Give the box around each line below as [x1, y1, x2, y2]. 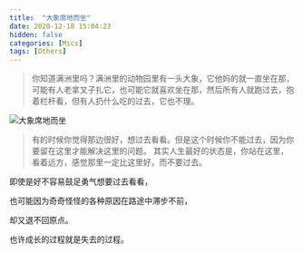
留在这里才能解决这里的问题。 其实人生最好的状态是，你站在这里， [39, 146, 288, 157]
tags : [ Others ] [9, 47, 67, 56]
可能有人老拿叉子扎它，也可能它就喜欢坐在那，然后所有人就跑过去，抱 [31, 84, 295, 95]
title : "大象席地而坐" [9, 13, 91, 23]
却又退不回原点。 [9, 215, 73, 226]
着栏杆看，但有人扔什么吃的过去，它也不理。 [31, 96, 200, 107]
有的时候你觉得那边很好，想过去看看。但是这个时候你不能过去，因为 [31, 134, 287, 145]
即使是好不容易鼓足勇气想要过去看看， [9, 176, 152, 187]
